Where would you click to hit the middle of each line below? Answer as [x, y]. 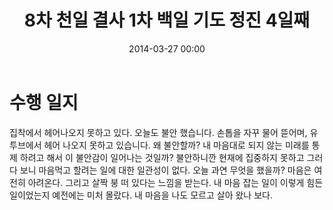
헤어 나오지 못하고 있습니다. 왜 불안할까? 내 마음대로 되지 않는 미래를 [176, 145]
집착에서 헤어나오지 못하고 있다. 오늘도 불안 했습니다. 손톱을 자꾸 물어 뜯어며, [158, 132]
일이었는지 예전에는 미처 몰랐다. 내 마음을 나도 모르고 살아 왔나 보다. [141, 195]
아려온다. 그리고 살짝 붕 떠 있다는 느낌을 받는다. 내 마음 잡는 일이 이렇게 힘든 [175, 182]
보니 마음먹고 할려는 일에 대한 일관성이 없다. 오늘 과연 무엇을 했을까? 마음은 [165, 170]
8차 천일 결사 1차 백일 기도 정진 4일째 [167, 20]
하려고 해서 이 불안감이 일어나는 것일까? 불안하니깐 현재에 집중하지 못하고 [162, 157]
